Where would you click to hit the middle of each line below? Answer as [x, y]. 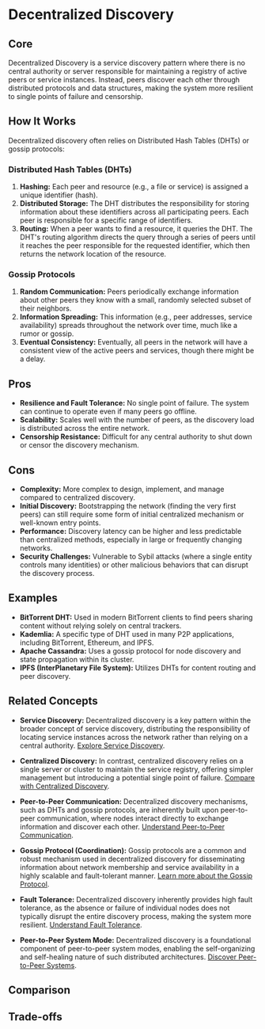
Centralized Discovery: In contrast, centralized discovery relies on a [131, 760]
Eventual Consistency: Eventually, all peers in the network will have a [133, 342]
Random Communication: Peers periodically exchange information [129, 292]
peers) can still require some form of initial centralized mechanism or [132, 514]
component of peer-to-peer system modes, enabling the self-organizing [137, 948]
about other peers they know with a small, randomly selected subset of [135, 300]
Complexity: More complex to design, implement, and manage [122, 490]
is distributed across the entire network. [85, 429]
